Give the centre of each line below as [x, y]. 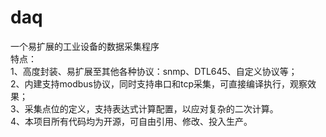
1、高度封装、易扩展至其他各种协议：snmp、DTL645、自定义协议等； [154, 71]
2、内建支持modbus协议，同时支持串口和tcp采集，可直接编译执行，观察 [159, 83]
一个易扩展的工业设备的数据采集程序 [85, 46]
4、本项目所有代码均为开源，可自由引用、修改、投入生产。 [131, 121]
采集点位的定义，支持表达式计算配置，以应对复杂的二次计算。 [151, 108]
